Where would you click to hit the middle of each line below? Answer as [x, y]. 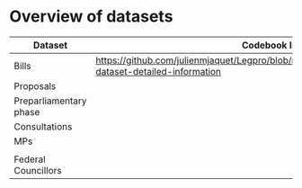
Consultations [43, 126]
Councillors [38, 170]
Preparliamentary [50, 101]
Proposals [35, 85]
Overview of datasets [91, 17]
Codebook [264, 45]
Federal [30, 159]
